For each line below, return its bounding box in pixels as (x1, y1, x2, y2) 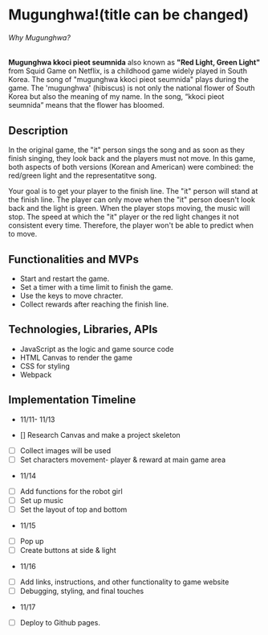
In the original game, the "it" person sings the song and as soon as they (8, 145, 245, 155)
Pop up (19, 536, 44, 546)
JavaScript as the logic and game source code (19, 344, 174, 353)
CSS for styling (19, 361, 71, 371)
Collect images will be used (19, 445, 112, 456)
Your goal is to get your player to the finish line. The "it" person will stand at (8, 187, 258, 196)
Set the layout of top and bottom (19, 505, 128, 514)
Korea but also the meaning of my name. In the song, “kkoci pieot (8, 92, 225, 101)
